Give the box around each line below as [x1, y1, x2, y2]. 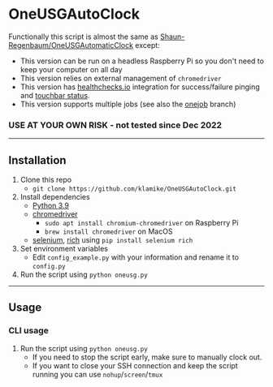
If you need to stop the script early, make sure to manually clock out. [32, 352, 262, 362]
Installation [8, 153, 67, 167]
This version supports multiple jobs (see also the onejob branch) [19, 99, 236, 109]
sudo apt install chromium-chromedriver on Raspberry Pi [44, 218, 239, 228]
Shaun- [159, 32, 185, 41]
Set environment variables [19, 244, 108, 254]
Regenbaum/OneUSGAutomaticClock [8, 40, 134, 49]
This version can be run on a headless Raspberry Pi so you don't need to [19, 56, 264, 66]
